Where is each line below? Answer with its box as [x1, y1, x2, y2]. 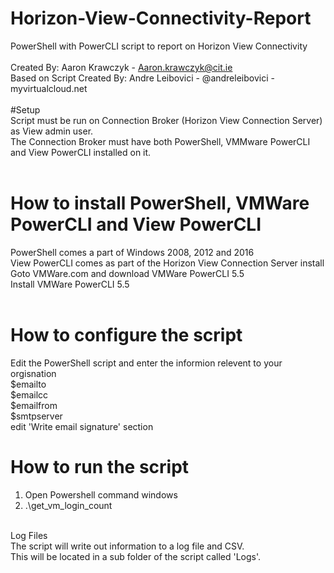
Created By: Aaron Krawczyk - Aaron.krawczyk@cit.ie [10, 61, 233, 73]
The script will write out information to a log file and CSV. [10, 540, 245, 552]
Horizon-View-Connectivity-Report [10, 7, 312, 30]
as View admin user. [10, 125, 94, 137]
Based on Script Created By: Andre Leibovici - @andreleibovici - [10, 72, 275, 84]
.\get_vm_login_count [24, 499, 113, 511]
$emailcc [10, 388, 49, 401]
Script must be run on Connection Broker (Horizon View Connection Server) [10, 114, 323, 126]
